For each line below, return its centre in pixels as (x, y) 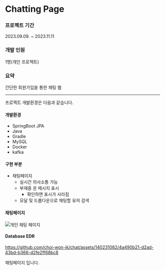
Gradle (19, 136)
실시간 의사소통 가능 (39, 182)
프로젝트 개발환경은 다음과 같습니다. (39, 102)
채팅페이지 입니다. (22, 263)
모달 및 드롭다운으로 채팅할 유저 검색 (54, 201)
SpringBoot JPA (28, 126)
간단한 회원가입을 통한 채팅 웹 (33, 88)
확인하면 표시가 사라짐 (48, 194)
